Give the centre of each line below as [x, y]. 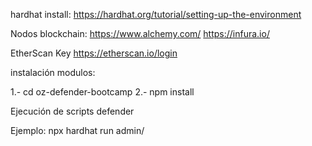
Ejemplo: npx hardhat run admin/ [77, 130]
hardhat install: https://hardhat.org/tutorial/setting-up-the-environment [156, 14]
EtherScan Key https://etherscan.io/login [94, 53]
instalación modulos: [53, 72]
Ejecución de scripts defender [72, 111]
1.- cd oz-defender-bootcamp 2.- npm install [102, 92]
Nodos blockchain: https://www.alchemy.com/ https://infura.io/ [140, 33]
